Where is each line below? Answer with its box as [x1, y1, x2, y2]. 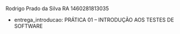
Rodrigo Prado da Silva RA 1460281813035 [5, 5, 109, 12]
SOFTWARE [14, 23, 43, 29]
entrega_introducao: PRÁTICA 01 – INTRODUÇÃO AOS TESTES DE [14, 16, 174, 23]
